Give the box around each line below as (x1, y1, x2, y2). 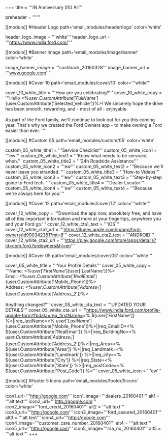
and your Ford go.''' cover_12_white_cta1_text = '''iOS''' (5, 221, 120, 227)
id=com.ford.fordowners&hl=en (5, 243, 71, 249)
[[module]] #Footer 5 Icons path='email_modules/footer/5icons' (5, 377, 139, 383)
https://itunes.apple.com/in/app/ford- (63, 227, 142, 232)
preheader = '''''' (5, 14, 41, 20)
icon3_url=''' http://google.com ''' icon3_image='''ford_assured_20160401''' (5, 409, 161, 415)
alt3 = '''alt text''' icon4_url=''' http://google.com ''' (5, 415, 110, 421)
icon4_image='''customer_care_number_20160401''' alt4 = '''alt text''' (5, 420, 152, 426)
